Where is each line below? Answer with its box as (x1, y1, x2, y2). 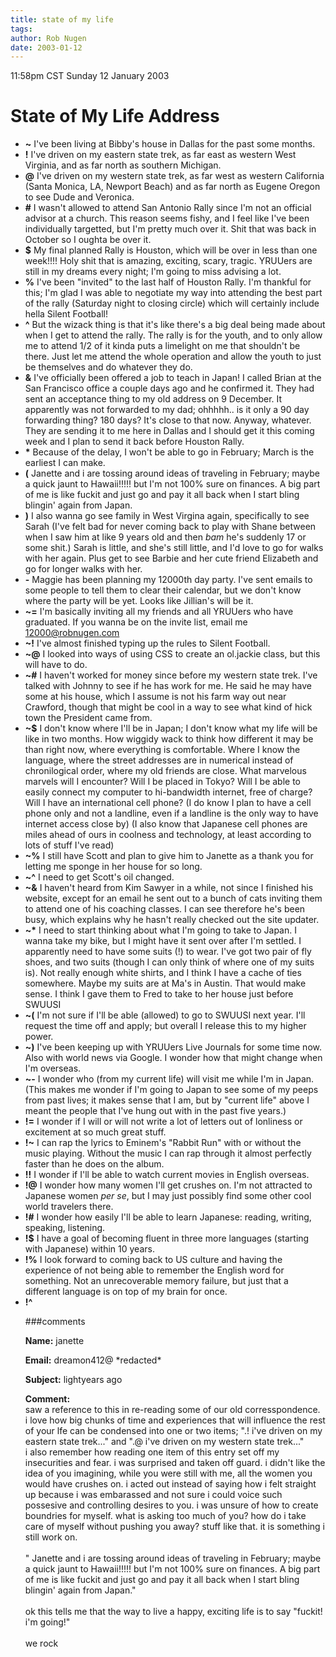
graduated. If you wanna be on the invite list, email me (24, 616, 248, 628)
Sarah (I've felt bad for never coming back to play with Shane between (24, 521, 317, 533)
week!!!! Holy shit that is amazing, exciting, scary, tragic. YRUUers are (24, 255, 313, 267)
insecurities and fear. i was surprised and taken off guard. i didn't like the (24, 1457, 326, 1469)
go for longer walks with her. (24, 563, 143, 575)
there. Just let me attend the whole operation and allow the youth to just (24, 351, 322, 363)
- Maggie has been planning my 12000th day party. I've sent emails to (24, 574, 313, 586)
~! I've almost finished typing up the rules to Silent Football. (24, 637, 271, 650)
